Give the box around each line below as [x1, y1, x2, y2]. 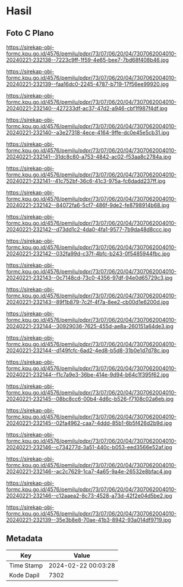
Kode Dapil [9, 571, 40, 579]
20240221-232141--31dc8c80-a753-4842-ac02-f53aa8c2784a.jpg [6, 153, 171, 160]
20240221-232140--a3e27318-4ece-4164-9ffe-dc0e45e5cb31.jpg [6, 129, 169, 136]
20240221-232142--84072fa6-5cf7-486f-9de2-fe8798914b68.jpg [6, 201, 170, 209]
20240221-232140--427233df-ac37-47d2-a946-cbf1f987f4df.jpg [6, 105, 168, 111]
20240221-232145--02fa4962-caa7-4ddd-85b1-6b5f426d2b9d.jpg [6, 420, 172, 427]
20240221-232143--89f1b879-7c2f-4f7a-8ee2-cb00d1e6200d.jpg [6, 299, 169, 305]
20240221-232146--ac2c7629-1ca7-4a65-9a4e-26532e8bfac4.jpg [6, 468, 172, 475]
